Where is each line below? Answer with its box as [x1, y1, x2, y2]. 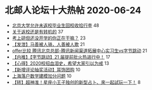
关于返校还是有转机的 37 [12, 28, 64, 34]
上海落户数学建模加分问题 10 [12, 73, 72, 79]
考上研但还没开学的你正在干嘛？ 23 [12, 35, 86, 41]
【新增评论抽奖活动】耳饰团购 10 [12, 66, 81, 72]
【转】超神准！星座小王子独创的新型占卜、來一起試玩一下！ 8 [12, 79, 141, 85]
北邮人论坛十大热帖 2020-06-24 [5, 5, 141, 16]
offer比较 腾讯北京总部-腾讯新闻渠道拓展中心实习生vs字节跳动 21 [12, 48, 147, 54]
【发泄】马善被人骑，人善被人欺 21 [12, 41, 85, 47]
